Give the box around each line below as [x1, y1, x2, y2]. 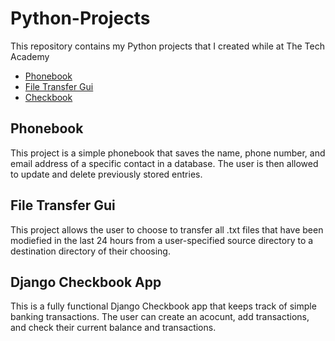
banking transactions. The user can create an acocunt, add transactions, [10, 311, 310, 323]
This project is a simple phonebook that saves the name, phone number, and [10, 147, 326, 159]
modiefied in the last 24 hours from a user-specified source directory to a [10, 234, 314, 246]
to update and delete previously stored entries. [10, 168, 203, 180]
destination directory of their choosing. [10, 245, 171, 257]
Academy [10, 50, 50, 62]
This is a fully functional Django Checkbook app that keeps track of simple [10, 300, 317, 312]
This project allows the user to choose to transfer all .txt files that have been [10, 223, 324, 236]
